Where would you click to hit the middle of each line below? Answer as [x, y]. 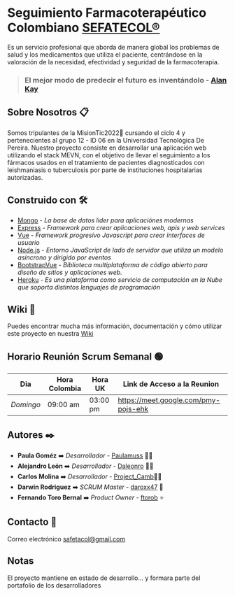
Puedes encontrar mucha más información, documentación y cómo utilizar [115, 326]
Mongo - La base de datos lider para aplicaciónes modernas [105, 220]
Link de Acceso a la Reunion [171, 384]
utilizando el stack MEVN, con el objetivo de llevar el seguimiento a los [109, 155]
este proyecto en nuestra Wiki [50, 334]
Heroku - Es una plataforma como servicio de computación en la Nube [120, 280]
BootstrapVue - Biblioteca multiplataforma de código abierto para [112, 265]
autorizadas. [25, 177]
